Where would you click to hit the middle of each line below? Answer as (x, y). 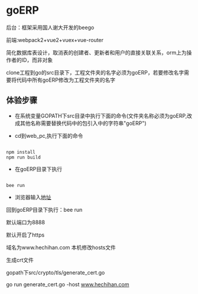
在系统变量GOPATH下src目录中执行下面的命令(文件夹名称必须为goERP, (101, 115)
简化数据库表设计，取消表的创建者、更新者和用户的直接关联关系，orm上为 (97, 52)
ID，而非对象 (37, 60)
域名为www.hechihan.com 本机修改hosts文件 (61, 247)
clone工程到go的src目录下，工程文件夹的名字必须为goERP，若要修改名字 (95, 72)
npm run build (24, 157)
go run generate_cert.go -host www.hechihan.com (68, 284)
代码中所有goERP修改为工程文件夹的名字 (66, 80)
